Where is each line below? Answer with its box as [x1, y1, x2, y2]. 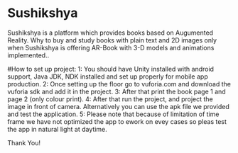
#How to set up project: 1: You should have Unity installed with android [7, 64, 215, 73]
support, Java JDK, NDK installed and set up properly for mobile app [7, 72, 208, 81]
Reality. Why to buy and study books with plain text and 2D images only [7, 35, 217, 44]
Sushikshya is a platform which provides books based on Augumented [7, 28, 214, 37]
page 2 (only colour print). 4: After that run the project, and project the [7, 94, 213, 103]
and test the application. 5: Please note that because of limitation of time [7, 110, 220, 118]
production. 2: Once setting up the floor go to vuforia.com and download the [7, 79, 231, 88]
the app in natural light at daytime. [7, 125, 108, 133]
